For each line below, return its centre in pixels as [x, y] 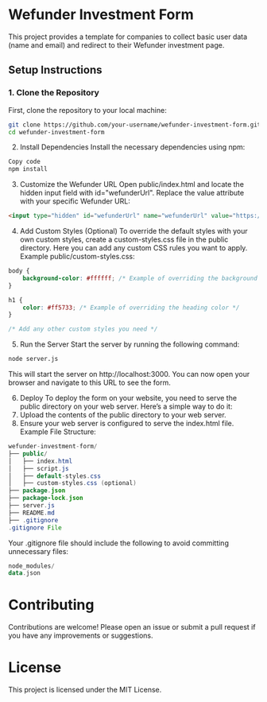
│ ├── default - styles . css [55, 476]
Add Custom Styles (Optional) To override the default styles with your [133, 231]
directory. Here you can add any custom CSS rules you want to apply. [133, 248]
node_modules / [32, 566]
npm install [28, 169]
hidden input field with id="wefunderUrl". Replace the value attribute [132, 193]
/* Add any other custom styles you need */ [83, 329]
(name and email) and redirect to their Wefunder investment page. [116, 45]
